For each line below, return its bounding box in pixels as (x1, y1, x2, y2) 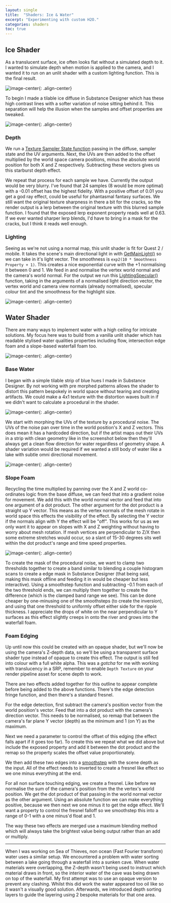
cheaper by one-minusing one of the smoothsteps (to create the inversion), (5, 597, 163, 604)
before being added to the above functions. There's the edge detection (5, 686, 154, 692)
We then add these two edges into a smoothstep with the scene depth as (5, 759, 159, 766)
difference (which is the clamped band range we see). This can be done (5, 592, 156, 598)
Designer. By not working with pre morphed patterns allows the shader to (5, 383, 159, 389)
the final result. (5, 75, 37, 81)
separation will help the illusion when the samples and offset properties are (5, 106, 163, 112)
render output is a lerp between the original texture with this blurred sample (5, 204, 164, 211)
